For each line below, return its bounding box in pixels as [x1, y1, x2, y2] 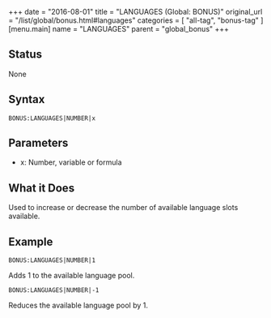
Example [8, 234, 53, 248]
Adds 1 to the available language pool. [8, 271, 135, 281]
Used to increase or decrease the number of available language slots [8, 203, 239, 213]
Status [8, 48, 43, 62]
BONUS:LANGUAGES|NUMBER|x [8, 114, 95, 122]
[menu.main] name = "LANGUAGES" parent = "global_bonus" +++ [8, 24, 229, 33]
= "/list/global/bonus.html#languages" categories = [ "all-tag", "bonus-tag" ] [8, 15, 264, 25]
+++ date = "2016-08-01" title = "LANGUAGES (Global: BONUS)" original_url [8, 7, 263, 16]
